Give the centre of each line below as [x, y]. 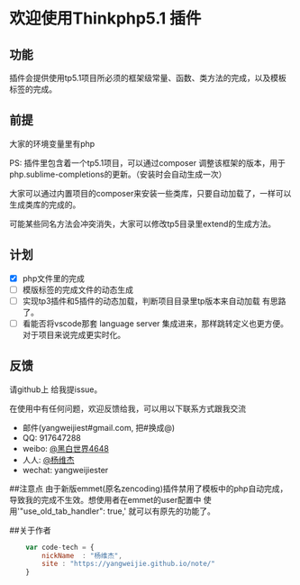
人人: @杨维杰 [48, 460]
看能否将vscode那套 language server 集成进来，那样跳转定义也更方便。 [155, 323]
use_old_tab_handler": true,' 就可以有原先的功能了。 [119, 511]
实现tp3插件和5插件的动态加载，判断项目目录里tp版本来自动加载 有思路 [154, 301]
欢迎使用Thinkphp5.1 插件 [105, 18]
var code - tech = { [60, 547]
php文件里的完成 [54, 278]
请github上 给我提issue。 [56, 389]
